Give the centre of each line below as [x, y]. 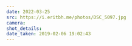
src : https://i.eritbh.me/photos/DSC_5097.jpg [66, 17]
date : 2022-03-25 [28, 12]
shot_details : [24, 28]
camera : [16, 23]
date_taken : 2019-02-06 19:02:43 [49, 34]
